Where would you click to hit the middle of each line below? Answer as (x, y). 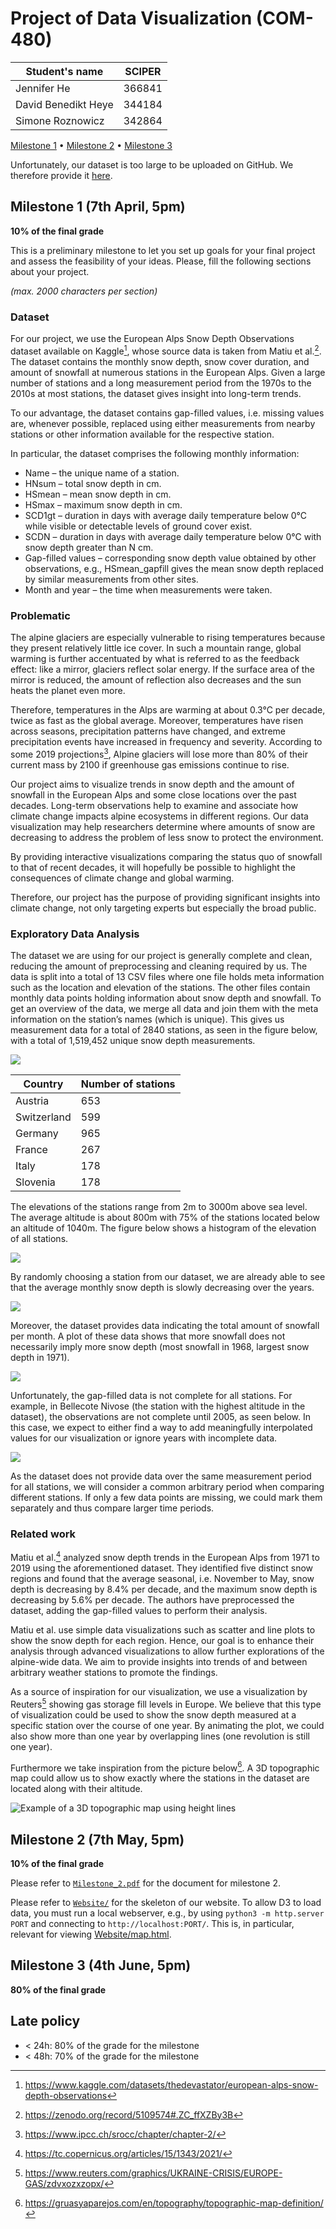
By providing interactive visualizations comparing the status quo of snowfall (166, 856)
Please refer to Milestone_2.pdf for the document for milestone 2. (145, 1883)
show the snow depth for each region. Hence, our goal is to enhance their (162, 1640)
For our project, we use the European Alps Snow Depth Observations (152, 339)
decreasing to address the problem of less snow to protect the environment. (167, 837)
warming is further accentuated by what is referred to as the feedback (155, 658)
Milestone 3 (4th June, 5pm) (101, 1965)
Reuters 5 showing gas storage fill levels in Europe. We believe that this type (166, 1703)
